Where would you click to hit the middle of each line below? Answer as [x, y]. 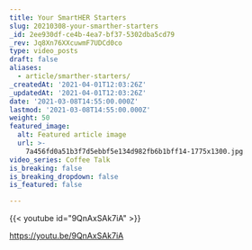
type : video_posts [44, 51]
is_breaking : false [46, 168]
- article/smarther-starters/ [74, 76]
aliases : [26, 68]
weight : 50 [30, 118]
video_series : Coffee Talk [60, 160]
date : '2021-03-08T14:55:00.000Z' [74, 101]
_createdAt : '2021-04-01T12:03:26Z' [78, 85]
